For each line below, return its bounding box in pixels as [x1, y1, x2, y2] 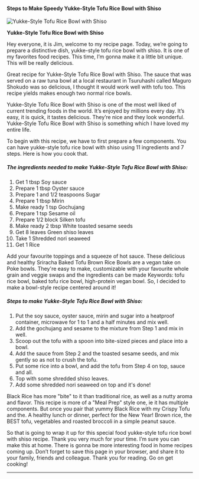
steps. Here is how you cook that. [6, 150, 89, 158]
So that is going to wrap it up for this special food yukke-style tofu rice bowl [6, 429, 191, 437]
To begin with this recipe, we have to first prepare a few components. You [6, 137, 187, 145]
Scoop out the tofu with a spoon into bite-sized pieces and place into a [15, 337, 188, 345]
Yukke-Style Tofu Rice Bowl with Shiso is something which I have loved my [6, 120, 189, 127]
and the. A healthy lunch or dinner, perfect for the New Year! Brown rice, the [6, 412, 193, 419]
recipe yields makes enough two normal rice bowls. [6, 90, 132, 97]
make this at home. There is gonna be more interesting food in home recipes [6, 442, 193, 449]
